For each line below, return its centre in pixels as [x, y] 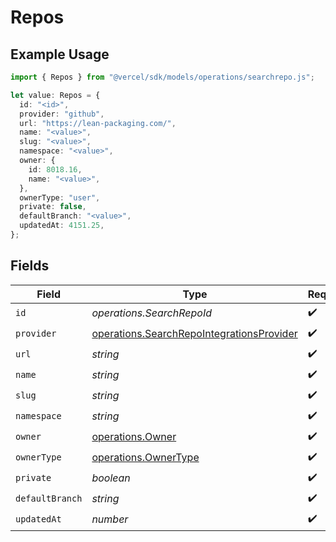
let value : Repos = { [55, 95]
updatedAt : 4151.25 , [62, 226]
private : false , [53, 207]
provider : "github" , [62, 114]
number [110, 519]
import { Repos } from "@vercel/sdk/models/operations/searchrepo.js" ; [162, 77]
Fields [30, 266]
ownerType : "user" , [60, 197]
